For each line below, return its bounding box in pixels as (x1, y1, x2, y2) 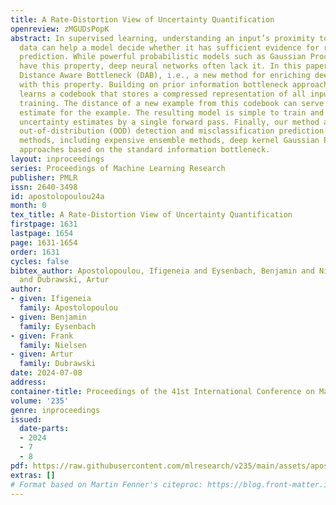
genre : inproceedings (10, 405, 101, 415)
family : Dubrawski (19, 359, 97, 369)
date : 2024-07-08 (10, 368, 83, 378)
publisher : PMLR (10, 172, 78, 183)
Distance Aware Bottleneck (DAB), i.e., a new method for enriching (19, 71, 311, 81)
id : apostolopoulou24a (10, 191, 105, 201)
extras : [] (10, 470, 56, 480)
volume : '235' (10, 396, 70, 406)
